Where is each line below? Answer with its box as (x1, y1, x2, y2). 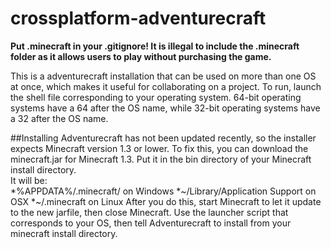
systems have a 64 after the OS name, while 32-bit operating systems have (10, 102, 321, 114)
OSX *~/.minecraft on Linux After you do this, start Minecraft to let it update (10, 195, 322, 207)
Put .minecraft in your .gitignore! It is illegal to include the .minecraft (10, 40, 300, 52)
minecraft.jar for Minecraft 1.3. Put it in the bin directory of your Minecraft (10, 153, 312, 165)
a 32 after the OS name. (10, 112, 109, 124)
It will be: (10, 174, 48, 186)
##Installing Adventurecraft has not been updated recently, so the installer (10, 132, 317, 144)
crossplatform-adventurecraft (10, 7, 267, 30)
